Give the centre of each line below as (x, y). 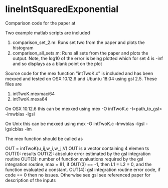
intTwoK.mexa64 (30, 99)
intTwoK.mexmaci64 (34, 93)
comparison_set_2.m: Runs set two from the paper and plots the (78, 42)
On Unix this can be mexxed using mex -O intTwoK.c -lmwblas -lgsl (75, 123)
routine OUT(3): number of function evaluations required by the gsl (74, 159)
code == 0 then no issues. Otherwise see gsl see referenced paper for (78, 175)
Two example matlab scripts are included (48, 32)
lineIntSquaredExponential (62, 9)
